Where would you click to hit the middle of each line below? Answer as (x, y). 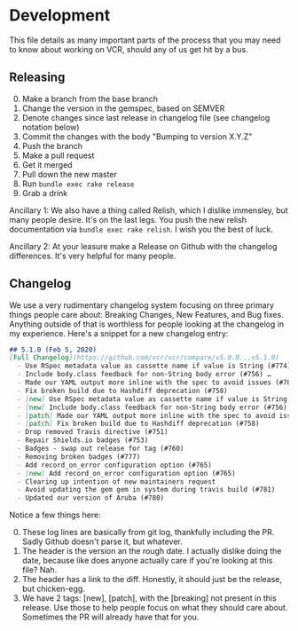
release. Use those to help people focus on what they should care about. (155, 608)
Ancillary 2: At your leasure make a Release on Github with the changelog (143, 246)
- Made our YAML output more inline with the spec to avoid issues (145, 383)
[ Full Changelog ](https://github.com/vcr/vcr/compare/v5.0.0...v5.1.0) (144, 358)
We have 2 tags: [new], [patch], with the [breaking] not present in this (149, 598)
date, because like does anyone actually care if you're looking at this (147, 561)
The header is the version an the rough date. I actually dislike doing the (152, 551)
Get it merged (47, 164)
